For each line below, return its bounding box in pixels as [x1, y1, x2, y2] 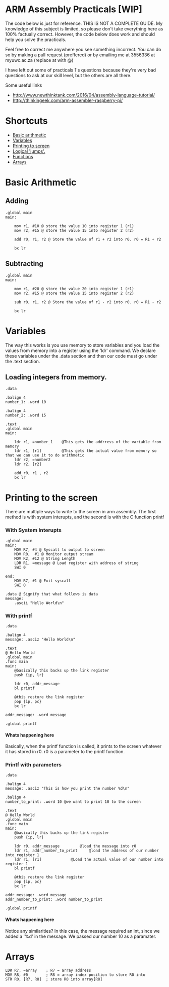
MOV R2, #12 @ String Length [14, 556, 76, 561]
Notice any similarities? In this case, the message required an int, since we [5, 928, 160, 934]
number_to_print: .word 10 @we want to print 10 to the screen [5, 799, 141, 804]
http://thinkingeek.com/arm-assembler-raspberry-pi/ [12, 97, 123, 103]
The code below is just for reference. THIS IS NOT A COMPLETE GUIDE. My [5, 20, 163, 26]
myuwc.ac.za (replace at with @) [5, 57, 74, 63]
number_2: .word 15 [5, 413, 46, 418]
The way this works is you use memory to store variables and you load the [5, 342, 160, 348]
